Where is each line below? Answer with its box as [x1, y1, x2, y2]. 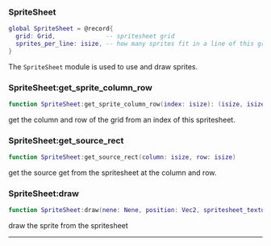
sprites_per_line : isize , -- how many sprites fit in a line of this [15, 40, 254, 48]
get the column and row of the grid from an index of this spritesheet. [8, 115, 236, 124]
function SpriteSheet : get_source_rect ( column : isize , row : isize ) [8, 153, 236, 161]
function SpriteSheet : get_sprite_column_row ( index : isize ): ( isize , [8, 100, 244, 109]
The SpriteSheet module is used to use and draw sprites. [8, 61, 198, 71]
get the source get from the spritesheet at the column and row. [8, 168, 217, 177]
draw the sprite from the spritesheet [8, 221, 129, 231]
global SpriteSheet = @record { [8, 25, 114, 33]
